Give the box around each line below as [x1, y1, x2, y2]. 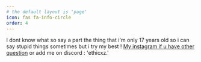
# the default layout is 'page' [6, 8, 87, 15]
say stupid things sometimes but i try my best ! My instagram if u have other [6, 43, 195, 50]
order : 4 [6, 20, 28, 26]
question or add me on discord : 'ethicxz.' [6, 49, 110, 57]
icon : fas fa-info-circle [6, 14, 71, 20]
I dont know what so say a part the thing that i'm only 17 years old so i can [6, 37, 190, 44]
